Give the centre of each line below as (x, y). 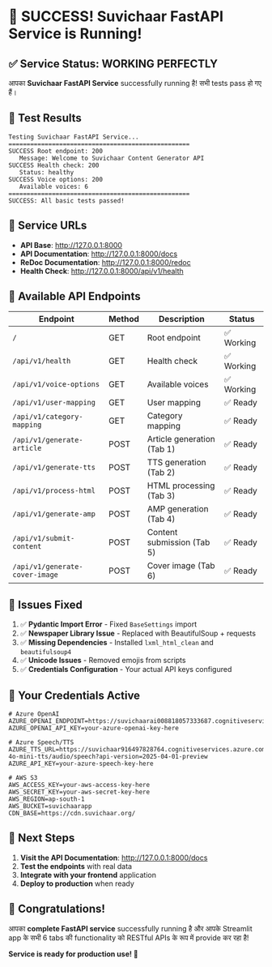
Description (182, 319)
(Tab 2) (161, 473)
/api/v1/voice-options (56, 385)
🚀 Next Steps (42, 838)
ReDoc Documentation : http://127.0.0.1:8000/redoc (106, 262)
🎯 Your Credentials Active (74, 695)
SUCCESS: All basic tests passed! (67, 201)
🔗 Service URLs (48, 226)
